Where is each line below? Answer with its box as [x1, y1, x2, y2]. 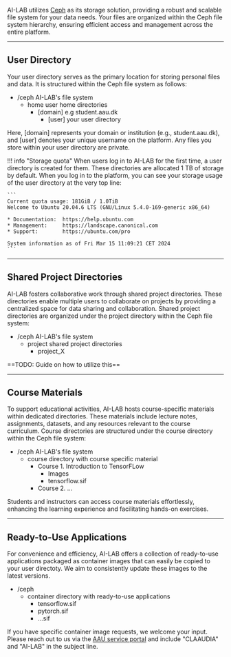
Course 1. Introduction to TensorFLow [37, 462, 144, 471]
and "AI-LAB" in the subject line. [7, 643, 98, 651]
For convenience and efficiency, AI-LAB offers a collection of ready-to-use [7, 549, 219, 558]
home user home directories [27, 100, 108, 109]
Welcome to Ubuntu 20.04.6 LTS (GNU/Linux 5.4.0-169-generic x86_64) [7, 203, 211, 211]
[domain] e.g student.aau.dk [37, 108, 118, 116]
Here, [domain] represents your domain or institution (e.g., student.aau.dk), [7, 128, 220, 137]
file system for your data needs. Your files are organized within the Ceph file [7, 13, 223, 21]
